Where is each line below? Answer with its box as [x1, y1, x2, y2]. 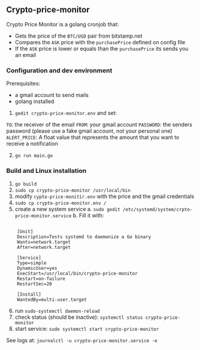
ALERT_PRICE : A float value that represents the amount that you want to [6, 134, 180, 141]
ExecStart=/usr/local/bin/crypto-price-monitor [17, 270, 138, 277]
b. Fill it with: [72, 212, 104, 219]
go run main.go [14, 153, 53, 159]
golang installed [14, 98, 54, 105]
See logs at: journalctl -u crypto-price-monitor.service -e [6, 337, 157, 344]
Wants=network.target [17, 239, 71, 245]
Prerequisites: [6, 80, 41, 87]
